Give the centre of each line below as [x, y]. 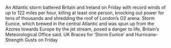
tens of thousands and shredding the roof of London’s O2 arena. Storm [80, 18]
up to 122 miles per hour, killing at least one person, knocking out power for [85, 13]
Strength [15, 40]
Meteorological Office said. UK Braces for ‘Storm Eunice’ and [70, 34]
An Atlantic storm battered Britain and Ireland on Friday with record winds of [86, 7]
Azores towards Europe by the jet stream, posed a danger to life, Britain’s [82, 29]
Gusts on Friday [41, 40]
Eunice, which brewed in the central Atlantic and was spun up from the [80, 23]
